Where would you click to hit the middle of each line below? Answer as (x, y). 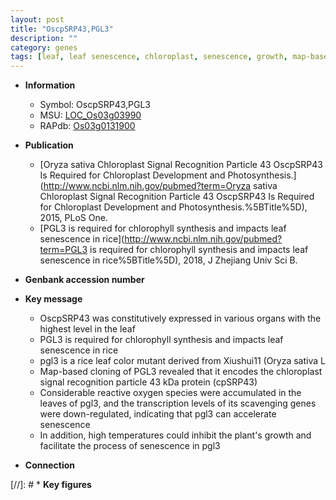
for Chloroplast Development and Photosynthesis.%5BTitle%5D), (173, 207)
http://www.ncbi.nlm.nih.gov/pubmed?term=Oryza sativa (160, 186)
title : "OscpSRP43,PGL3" (62, 29)
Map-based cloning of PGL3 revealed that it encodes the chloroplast (181, 372)
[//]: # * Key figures (51, 485)
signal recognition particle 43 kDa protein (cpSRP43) (148, 382)
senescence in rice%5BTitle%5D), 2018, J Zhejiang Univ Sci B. (168, 260)
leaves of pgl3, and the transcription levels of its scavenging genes (178, 403)
